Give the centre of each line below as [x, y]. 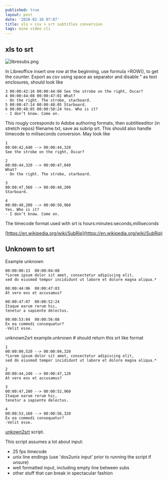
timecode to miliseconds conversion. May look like [58, 134]
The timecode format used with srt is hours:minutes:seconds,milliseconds [82, 223]
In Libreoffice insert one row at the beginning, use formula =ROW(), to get [82, 71]
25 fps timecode [30, 451]
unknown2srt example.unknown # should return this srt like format [74, 338]
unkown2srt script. [25, 432]
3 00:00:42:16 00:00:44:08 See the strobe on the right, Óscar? [74, 91]
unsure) [21, 462]
